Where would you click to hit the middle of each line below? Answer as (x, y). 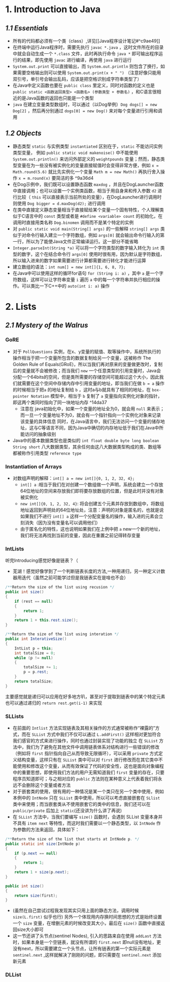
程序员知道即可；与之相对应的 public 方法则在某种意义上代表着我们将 (85, 778)
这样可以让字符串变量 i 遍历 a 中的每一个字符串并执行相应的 (93, 279)
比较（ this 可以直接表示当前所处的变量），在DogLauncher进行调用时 (89, 197)
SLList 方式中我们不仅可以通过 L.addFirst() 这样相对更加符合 (96, 734)
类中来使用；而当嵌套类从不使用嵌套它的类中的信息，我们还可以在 (81, 804)
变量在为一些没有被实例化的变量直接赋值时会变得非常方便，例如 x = (88, 165)
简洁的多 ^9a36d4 (75, 178)
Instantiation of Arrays (34, 467)
